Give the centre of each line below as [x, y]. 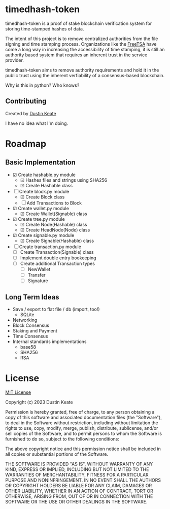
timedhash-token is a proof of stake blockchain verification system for [79, 23]
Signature [38, 281]
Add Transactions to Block [54, 203]
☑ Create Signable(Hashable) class [57, 241]
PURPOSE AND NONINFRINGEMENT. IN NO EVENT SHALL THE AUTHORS [83, 480]
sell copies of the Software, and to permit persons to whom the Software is [84, 433]
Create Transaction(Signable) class [57, 252]
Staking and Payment [35, 330]
